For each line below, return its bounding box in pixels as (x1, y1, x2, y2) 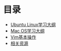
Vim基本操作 (10, 34, 36, 40)
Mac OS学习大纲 (10, 27, 44, 33)
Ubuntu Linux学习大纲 (10, 21, 56, 27)
